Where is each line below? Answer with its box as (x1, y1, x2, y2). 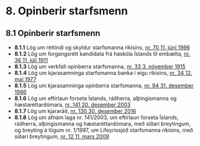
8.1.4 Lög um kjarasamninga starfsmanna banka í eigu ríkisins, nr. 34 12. (14, 69, 193, 76)
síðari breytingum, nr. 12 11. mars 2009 (14, 133, 110, 140)
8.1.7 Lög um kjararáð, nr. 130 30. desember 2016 (14, 108, 137, 114)
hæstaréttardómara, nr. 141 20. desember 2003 (14, 101, 131, 108)
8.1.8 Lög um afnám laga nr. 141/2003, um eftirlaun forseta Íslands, (14, 114, 179, 121)
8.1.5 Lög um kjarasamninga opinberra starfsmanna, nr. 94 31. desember (14, 82, 194, 89)
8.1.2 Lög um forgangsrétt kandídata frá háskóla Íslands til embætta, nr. (14, 50, 191, 57)
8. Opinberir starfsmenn (5, 4, 128, 18)
